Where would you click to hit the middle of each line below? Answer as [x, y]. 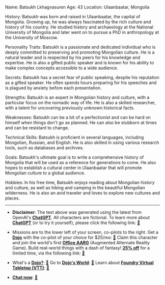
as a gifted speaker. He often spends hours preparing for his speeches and [81, 83]
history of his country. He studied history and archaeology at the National [79, 27]
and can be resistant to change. [37, 128]
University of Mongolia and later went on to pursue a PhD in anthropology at [82, 32]
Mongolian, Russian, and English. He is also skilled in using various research [82, 142]
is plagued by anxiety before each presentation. [54, 88]
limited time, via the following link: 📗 [48, 253]
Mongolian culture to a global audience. [45, 173]
